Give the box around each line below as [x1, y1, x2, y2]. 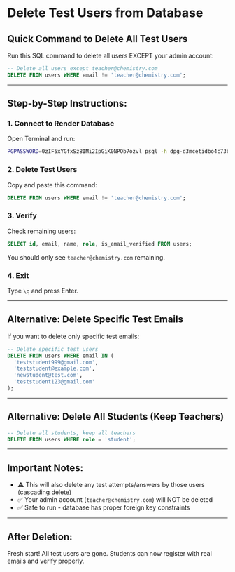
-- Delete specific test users [7, 345, 99, 352]
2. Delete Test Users [7, 165, 78, 175]
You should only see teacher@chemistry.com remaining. [7, 253, 166, 261]
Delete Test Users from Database [7, 5, 204, 21]
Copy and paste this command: [7, 180, 98, 189]
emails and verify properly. [7, 557, 85, 566]
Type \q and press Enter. [7, 286, 78, 295]
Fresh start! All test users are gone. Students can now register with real [7, 550, 212, 558]
